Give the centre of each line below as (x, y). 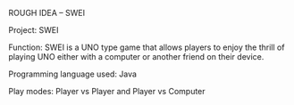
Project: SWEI (34, 30)
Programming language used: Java (73, 74)
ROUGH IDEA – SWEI (47, 13)
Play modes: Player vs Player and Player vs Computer (107, 91)
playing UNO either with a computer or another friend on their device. (136, 57)
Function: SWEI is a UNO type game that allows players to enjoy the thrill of (147, 47)
